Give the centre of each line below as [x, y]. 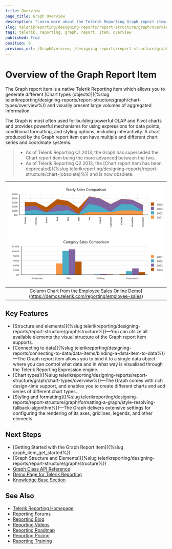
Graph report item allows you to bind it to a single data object [91, 358]
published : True [23, 38]
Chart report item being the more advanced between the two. [90, 158]
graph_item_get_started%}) [41, 452]
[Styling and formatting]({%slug [46, 397]
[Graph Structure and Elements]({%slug [55, 458]
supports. [23, 342]
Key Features [27, 313]
